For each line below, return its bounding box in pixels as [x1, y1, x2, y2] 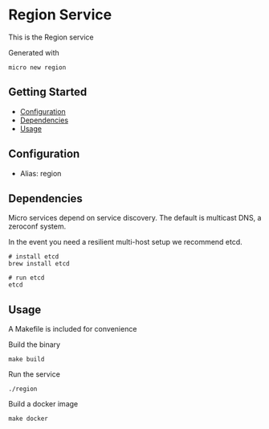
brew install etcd [8, 260, 70, 268]
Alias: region [19, 168, 62, 178]
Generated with [8, 47, 59, 57]
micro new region [8, 63, 67, 72]
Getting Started [8, 85, 88, 99]
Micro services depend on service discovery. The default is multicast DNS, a [8, 213, 262, 223]
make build [8, 356, 45, 364]
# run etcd [8, 274, 45, 283]
